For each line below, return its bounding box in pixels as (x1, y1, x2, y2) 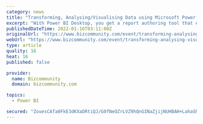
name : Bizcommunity (11, 76, 61, 82)
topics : (6, 92, 26, 98)
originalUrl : (6, 31, 39, 37)
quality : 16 (6, 48, 36, 54)
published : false (6, 59, 50, 65)
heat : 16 (6, 54, 28, 60)
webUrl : (6, 37, 26, 43)
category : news (6, 8, 45, 15)
